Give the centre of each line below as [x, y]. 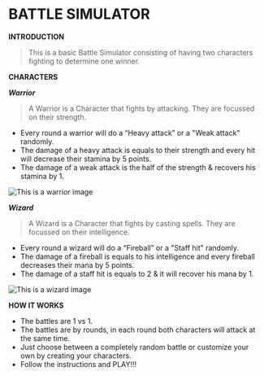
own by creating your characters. [76, 356]
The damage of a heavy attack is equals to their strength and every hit [138, 150]
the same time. [45, 338]
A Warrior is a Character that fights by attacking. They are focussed [141, 108]
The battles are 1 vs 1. [56, 321]
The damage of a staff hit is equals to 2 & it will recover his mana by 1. [137, 273]
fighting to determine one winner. [84, 61]
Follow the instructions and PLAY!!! [78, 364]
